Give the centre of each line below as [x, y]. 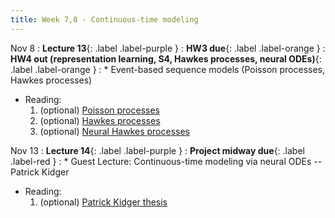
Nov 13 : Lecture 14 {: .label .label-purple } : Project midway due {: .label [157, 150]
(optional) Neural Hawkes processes [114, 131]
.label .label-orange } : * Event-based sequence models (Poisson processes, [168, 69]
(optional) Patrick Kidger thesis [103, 202]
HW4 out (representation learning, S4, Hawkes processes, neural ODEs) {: [166, 58]
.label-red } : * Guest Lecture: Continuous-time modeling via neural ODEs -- [166, 161]
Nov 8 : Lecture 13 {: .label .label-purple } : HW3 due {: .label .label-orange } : [168, 48]
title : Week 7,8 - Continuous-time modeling [104, 19]
